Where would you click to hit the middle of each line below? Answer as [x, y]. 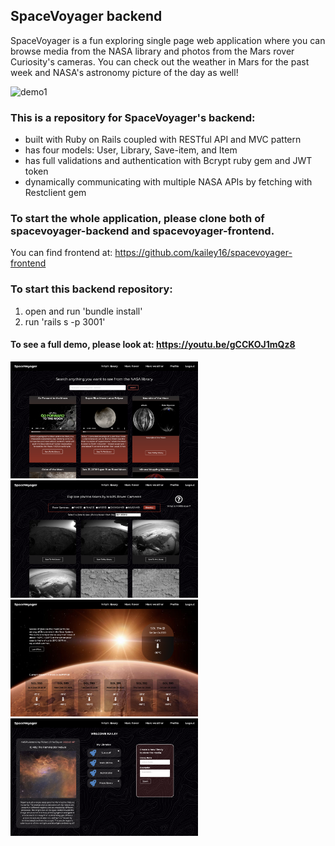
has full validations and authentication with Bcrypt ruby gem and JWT [168, 161]
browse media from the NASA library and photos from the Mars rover [152, 51]
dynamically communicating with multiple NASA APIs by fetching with [168, 182]
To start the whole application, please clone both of [137, 219]
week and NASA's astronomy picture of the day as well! [124, 72]
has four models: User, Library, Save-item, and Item [131, 150]
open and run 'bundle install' [83, 311]
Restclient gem [55, 193]
